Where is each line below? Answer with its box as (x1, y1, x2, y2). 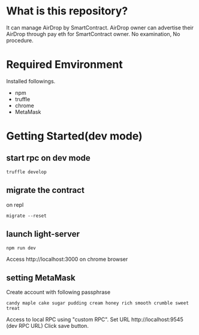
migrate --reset (6, 213, 47, 219)
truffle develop (6, 169, 47, 175)
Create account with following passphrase (6, 289, 111, 296)
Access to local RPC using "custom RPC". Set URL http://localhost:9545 (6, 316, 184, 323)
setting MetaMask (6, 273, 76, 283)
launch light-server (6, 229, 80, 239)
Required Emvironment (6, 58, 123, 71)
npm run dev (6, 245, 36, 251)
